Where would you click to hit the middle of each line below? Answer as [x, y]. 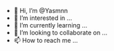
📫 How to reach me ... [46, 40]
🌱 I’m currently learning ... [50, 25]
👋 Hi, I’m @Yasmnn [41, 11]
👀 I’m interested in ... [43, 18]
